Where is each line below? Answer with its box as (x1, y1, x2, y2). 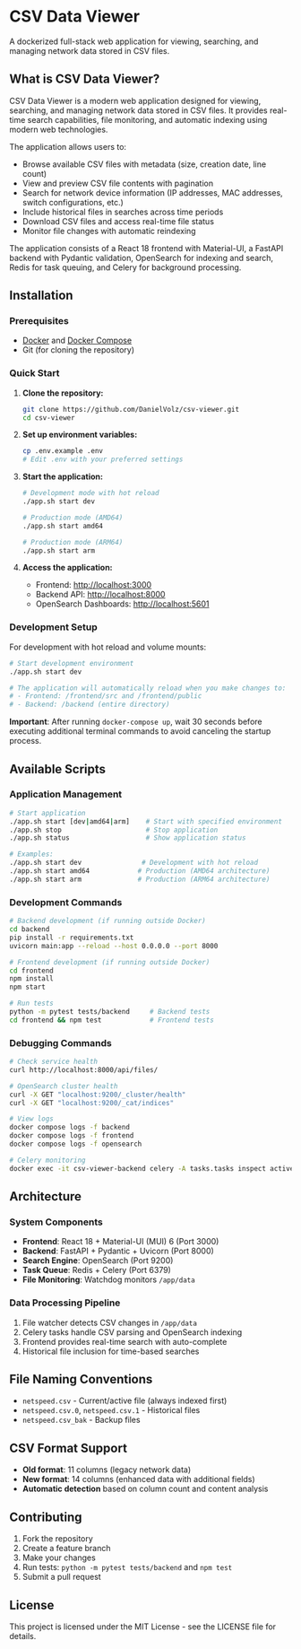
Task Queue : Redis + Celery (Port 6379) (21, 1265, 172, 1276)
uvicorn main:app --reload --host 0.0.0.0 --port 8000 (9, 941, 219, 950)
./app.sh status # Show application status (9, 833, 246, 842)
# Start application (9, 808, 87, 817)
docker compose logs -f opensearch (9, 1139, 142, 1149)
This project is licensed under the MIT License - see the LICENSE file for (9, 1621, 276, 1632)
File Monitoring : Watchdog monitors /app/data (21, 1274, 195, 1285)
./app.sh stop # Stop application (9, 825, 219, 834)
